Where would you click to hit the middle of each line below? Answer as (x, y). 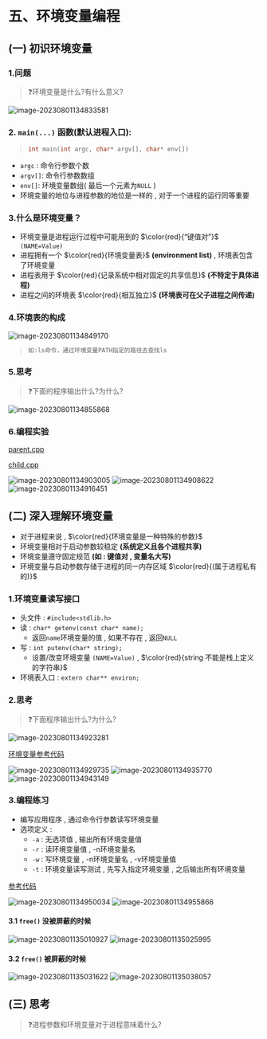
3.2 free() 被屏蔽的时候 (47, 959)
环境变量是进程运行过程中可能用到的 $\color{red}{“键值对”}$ (119, 237)
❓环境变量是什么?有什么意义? (75, 92)
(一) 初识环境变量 (50, 48)
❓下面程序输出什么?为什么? (72, 719)
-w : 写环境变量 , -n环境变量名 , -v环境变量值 (104, 859)
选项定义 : (36, 829)
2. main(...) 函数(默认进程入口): (70, 132)
